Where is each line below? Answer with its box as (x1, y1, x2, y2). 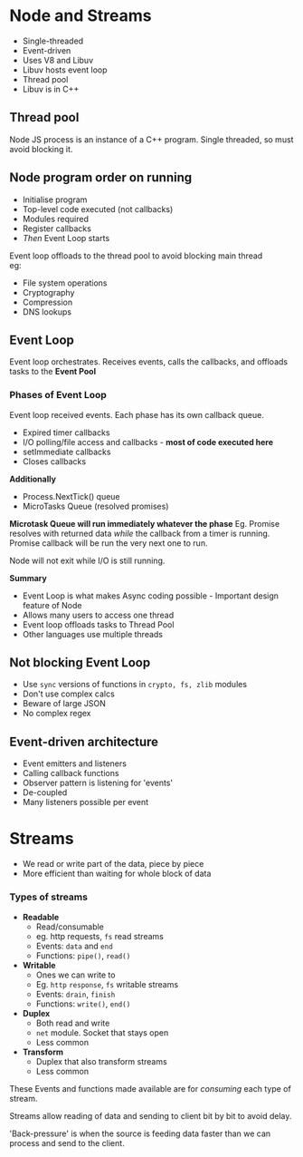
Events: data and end (35, 940, 113, 951)
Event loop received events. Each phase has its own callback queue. (9, 409, 264, 420)
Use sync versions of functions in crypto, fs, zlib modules (22, 679, 247, 690)
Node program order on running (9, 170, 193, 186)
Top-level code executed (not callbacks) (22, 203, 174, 214)
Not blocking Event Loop (9, 655, 151, 671)
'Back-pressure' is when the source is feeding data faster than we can (9, 1128, 271, 1139)
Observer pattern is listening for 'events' (22, 777, 174, 789)
